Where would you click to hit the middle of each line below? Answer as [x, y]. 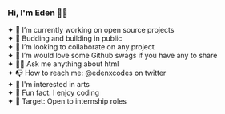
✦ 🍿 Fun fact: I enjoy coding [54, 93]
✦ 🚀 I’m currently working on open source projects [91, 30]
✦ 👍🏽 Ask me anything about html [63, 64]
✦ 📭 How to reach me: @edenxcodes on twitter [87, 73]
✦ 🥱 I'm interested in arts [48, 85]
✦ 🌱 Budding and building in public [65, 38]
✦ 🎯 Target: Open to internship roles [67, 101]
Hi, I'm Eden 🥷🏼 [38, 13]
